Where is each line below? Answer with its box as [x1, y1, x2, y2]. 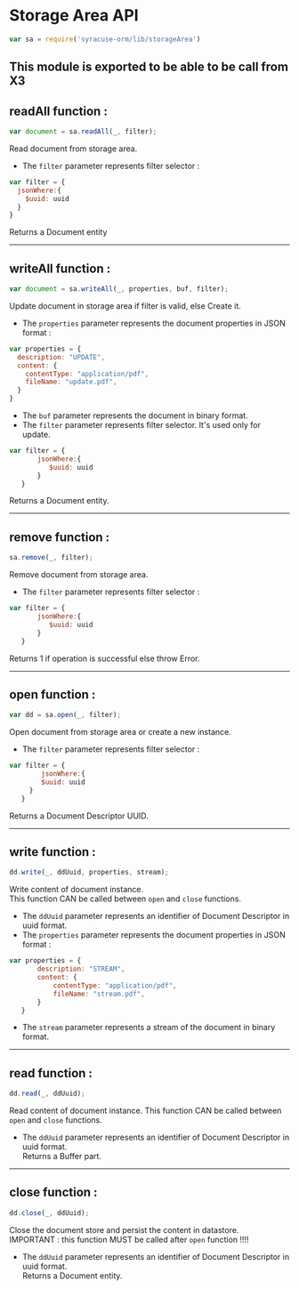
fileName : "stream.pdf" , [53, 989, 145, 998]
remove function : [9, 529, 110, 544]
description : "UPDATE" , [17, 352, 105, 361]
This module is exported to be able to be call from [9, 60, 289, 75]
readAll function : [9, 103, 109, 118]
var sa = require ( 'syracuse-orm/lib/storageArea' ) [9, 35, 201, 44]
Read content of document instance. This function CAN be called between [9, 1105, 282, 1117]
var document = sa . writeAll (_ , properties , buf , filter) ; [9, 285, 229, 294]
